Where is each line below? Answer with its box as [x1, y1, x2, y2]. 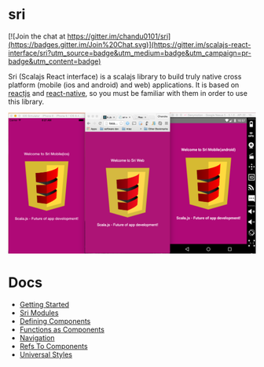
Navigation [19, 332, 55, 343]
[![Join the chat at [8, 31, 66, 41]
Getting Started [19, 299, 69, 309]
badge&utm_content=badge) [8, 57, 101, 66]
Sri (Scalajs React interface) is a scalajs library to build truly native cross [8, 72, 242, 81]
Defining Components [19, 316, 91, 325]
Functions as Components [19, 325, 104, 334]
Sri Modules [19, 308, 59, 317]
